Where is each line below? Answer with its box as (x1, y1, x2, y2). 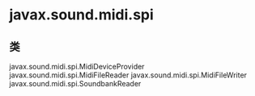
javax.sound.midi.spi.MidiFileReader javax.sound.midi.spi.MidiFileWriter (9, 70, 248, 80)
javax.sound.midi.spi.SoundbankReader (9, 79, 142, 88)
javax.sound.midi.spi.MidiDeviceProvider (9, 62, 145, 71)
